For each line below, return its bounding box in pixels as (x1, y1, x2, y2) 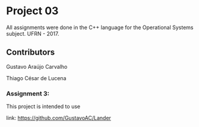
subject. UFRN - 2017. (6, 30, 59, 37)
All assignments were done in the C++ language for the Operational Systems (6, 24, 194, 31)
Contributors (6, 47, 55, 58)
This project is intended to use (6, 103, 81, 110)
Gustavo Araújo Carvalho (6, 63, 68, 70)
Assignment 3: (6, 89, 50, 97)
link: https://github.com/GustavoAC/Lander (6, 115, 112, 122)
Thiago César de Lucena (6, 74, 67, 81)
